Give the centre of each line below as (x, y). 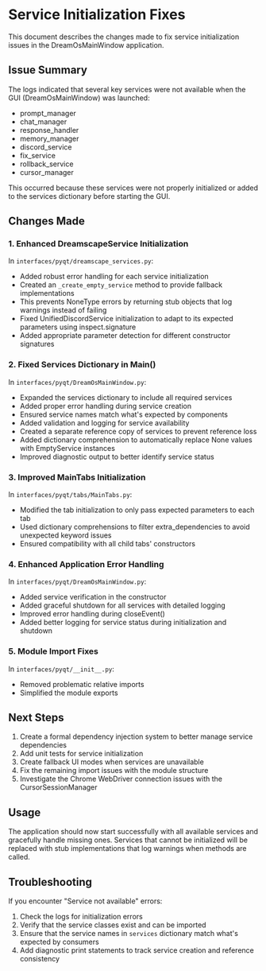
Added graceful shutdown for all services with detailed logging (122, 605)
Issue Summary (48, 70)
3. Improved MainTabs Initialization (77, 477)
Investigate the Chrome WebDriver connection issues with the (121, 779)
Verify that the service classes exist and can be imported (113, 925)
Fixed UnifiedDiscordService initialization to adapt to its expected (127, 319)
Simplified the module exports (69, 693)
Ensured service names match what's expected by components (124, 414)
